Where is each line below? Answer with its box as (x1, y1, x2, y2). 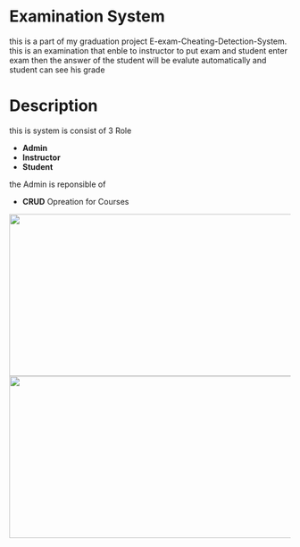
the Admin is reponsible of (9, 179, 106, 189)
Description (9, 96, 98, 116)
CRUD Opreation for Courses (21, 196, 129, 206)
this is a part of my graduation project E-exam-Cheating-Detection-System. (9, 36, 287, 46)
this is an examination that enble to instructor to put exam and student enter (9, 45, 288, 55)
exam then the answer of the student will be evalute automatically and (9, 55, 267, 65)
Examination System (9, 6, 165, 27)
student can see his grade (9, 64, 105, 75)
